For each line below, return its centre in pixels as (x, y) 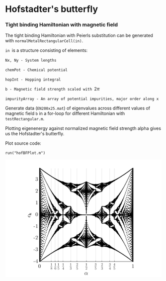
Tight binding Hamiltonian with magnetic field (62, 25)
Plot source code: (23, 143)
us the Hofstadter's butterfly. (35, 134)
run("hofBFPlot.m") (25, 153)
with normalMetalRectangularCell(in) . (44, 41)
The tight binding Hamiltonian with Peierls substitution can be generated (79, 35)
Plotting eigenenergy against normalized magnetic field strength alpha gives (83, 128)
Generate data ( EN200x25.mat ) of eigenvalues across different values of (78, 108)
